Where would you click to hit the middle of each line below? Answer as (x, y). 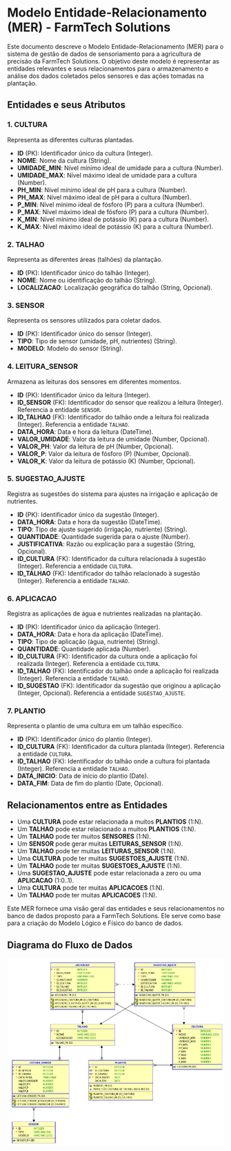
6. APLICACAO (32, 598)
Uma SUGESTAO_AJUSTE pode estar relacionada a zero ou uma (109, 873)
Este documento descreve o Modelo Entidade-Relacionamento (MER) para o (115, 46)
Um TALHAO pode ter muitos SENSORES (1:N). (84, 837)
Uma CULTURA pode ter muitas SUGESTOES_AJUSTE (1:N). (103, 859)
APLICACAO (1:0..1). (46, 881)
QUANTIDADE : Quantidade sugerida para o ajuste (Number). (104, 536)
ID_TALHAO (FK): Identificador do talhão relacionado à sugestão (109, 573)
